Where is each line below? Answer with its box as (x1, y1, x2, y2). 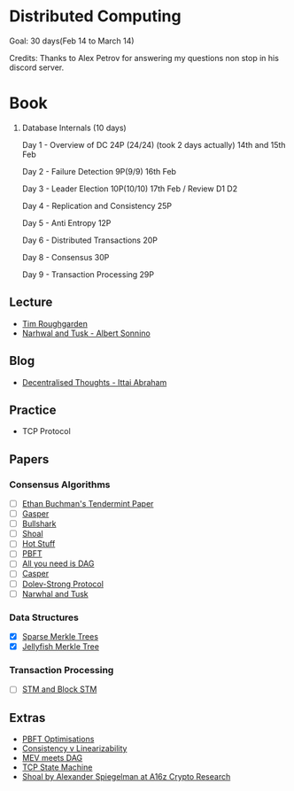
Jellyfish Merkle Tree (21, 640, 100, 652)
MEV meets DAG (21, 753, 83, 764)
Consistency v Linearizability (21, 743, 128, 754)
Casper (21, 569, 50, 579)
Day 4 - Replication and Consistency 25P (21, 200, 173, 211)
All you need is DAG (21, 558, 95, 569)
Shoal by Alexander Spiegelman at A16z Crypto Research (21, 772, 231, 782)
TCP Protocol (21, 426, 71, 437)
